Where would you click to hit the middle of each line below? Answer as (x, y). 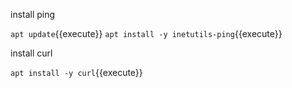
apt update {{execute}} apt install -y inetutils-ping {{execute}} (146, 33)
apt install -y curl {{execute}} (76, 72)
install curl (31, 53)
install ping (33, 14)
